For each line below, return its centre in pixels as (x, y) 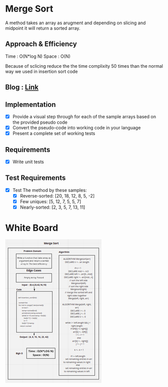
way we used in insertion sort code (41, 71)
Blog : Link (22, 87)
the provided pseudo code (40, 122)
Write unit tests (28, 162)
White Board (32, 228)
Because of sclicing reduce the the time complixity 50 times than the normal (84, 66)
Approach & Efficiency (41, 44)
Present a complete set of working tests (54, 133)
